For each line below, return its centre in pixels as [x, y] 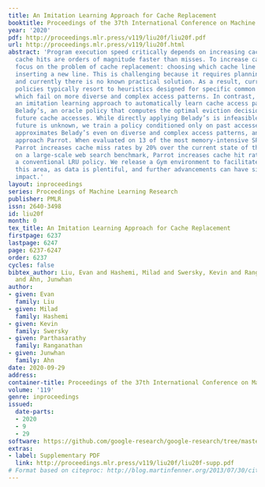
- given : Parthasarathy [47, 339]
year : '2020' [30, 30]
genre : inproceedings [44, 397]
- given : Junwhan [37, 353]
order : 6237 [28, 257]
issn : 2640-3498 [35, 206]
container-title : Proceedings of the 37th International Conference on [128, 382]
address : [22, 375]
